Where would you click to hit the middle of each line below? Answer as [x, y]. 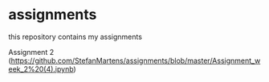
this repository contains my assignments [75, 37]
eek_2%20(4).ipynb [41, 68]
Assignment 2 [31, 52]
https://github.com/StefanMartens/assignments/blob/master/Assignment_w [136, 61]
